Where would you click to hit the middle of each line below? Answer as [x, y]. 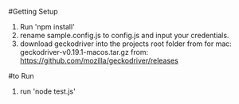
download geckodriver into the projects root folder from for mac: [126, 44]
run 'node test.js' [47, 91]
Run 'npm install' [47, 27]
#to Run [21, 76]
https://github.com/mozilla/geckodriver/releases [99, 60]
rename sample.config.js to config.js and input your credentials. [124, 35]
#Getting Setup [33, 12]
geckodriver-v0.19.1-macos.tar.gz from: [84, 52]
